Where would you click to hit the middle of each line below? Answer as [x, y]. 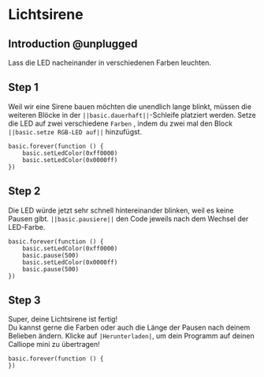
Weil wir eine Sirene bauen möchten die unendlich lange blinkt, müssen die [130, 106]
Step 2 [24, 191]
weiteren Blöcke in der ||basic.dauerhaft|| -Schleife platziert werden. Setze [132, 115]
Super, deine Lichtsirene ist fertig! [63, 319]
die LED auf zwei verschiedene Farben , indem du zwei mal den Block [121, 123]
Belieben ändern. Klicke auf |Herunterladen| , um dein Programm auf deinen [131, 336]
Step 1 [24, 87]
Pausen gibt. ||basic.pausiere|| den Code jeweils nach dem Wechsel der [128, 218]
